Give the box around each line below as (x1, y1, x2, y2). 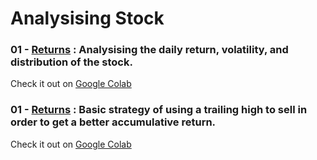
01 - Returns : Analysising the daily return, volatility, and (10, 43, 289, 57)
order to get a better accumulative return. (10, 115, 217, 129)
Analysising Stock (10, 7, 165, 30)
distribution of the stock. (10, 55, 133, 69)
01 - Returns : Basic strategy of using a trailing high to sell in (10, 103, 308, 117)
